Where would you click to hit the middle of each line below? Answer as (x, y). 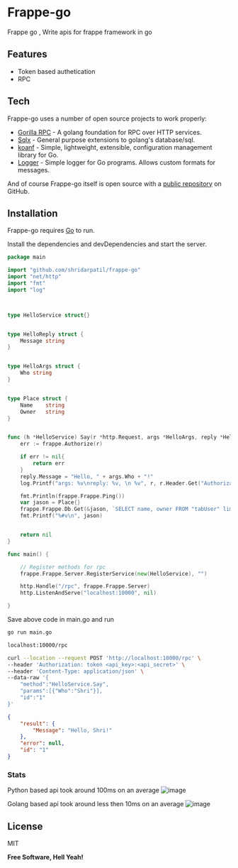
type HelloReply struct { (45, 334)
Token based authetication (56, 71)
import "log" (27, 290)
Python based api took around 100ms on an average (83, 790)
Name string (42, 405)
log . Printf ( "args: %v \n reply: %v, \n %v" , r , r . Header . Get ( (110, 483)
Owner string (42, 412)
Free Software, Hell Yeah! (45, 857)
